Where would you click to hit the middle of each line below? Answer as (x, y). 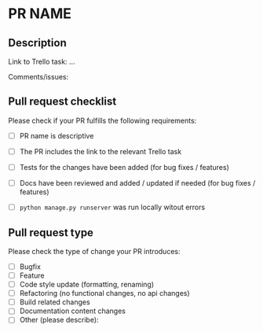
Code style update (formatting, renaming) (87, 285)
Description (37, 43)
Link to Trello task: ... (42, 61)
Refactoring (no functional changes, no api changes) (104, 293)
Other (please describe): (59, 320)
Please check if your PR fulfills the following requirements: (102, 120)
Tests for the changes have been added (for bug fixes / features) (124, 167)
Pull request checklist (62, 102)
